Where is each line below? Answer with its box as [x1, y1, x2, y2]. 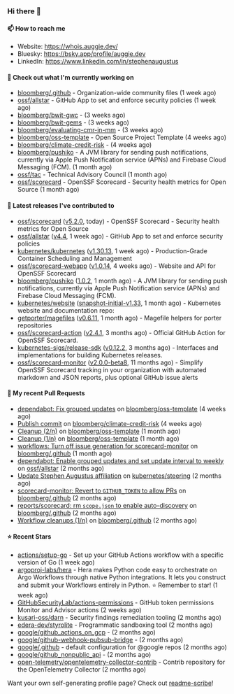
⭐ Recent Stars [7, 532, 52, 541]
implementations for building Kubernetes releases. [17, 350, 163, 359]
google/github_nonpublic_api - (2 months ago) [17, 650, 152, 658]
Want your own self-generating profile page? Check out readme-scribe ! [7, 679, 214, 687]
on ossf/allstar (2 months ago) [17, 464, 105, 472]
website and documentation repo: [17, 306, 115, 314]
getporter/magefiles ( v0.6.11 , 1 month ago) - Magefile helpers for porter [17, 313, 222, 322]
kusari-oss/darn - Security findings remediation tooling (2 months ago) [17, 613, 222, 621]
